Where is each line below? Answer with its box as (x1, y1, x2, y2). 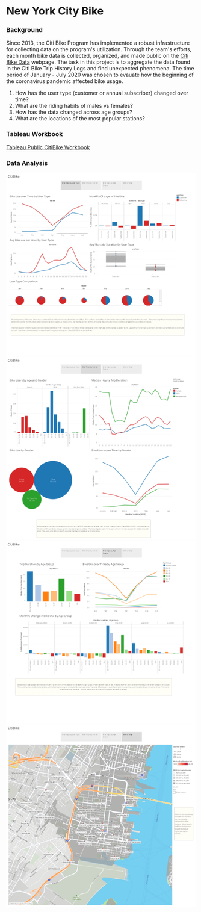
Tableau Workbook (6, 130, 63, 138)
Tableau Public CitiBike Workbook (6, 143, 90, 151)
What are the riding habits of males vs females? (14, 102, 134, 110)
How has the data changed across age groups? (14, 108, 132, 116)
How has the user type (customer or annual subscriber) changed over (14, 89, 188, 97)
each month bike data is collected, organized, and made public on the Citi (6, 52, 189, 60)
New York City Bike (6, 4, 104, 18)
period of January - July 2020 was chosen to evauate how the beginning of (6, 71, 194, 79)
